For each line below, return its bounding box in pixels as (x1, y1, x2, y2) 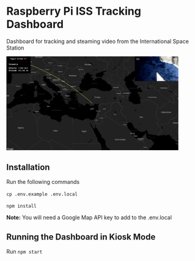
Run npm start (6, 248, 43, 255)
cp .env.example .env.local (6, 191, 78, 197)
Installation (6, 162, 50, 172)
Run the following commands (6, 178, 80, 186)
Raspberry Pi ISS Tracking (6, 4, 142, 18)
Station (6, 44, 24, 51)
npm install (6, 203, 37, 210)
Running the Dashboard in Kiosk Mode (6, 232, 156, 242)
